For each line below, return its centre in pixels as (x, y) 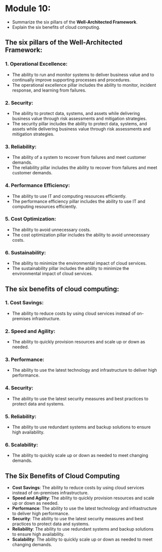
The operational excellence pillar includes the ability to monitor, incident (84, 85)
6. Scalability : (22, 445)
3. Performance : (25, 360)
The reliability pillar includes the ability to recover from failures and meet (84, 168)
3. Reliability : (21, 147)
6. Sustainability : (26, 252)
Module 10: (28, 9)
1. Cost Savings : (24, 303)
